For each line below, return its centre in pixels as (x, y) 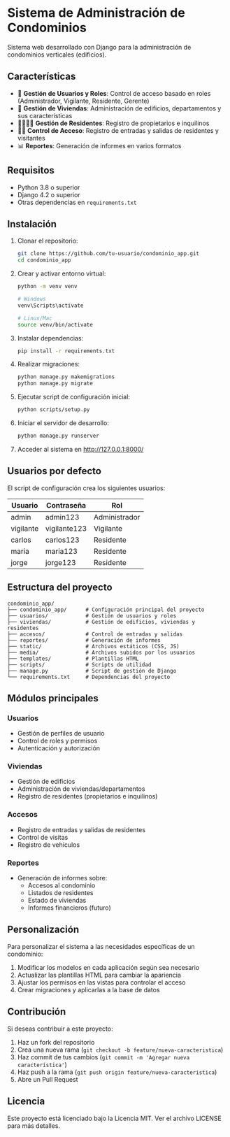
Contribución (37, 1012)
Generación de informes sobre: (62, 878)
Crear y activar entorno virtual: (62, 273)
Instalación (32, 224)
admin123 (62, 517)
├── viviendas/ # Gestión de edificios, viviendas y (101, 622)
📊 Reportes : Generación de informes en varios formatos (99, 145)
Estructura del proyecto (60, 588)
